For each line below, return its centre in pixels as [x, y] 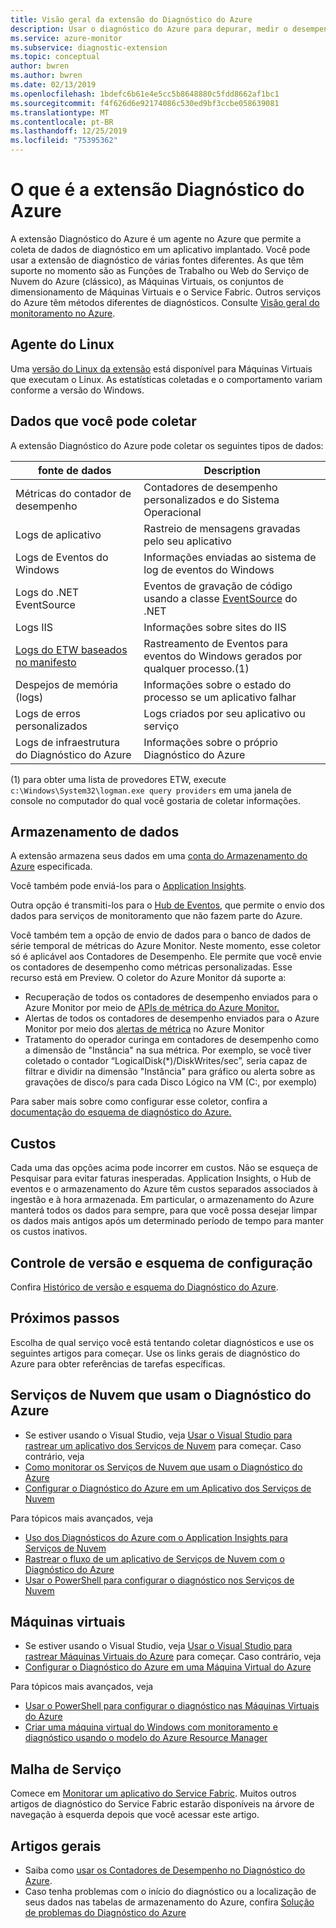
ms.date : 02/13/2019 [53, 85]
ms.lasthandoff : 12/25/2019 [69, 131]
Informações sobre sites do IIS [215, 627]
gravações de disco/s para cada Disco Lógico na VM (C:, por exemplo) [171, 1082]
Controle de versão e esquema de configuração [161, 1262]
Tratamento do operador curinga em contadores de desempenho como [172, 1040]
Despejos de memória [67, 684]
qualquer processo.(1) [196, 668]
